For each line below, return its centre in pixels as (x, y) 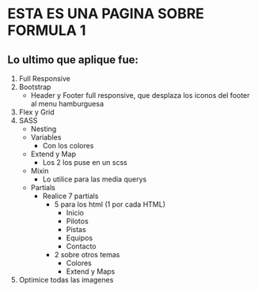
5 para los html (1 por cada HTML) (110, 204)
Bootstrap (35, 87)
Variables (46, 137)
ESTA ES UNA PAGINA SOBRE (106, 14)
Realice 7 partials (70, 196)
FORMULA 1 (47, 30)
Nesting (44, 129)
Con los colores (68, 146)
